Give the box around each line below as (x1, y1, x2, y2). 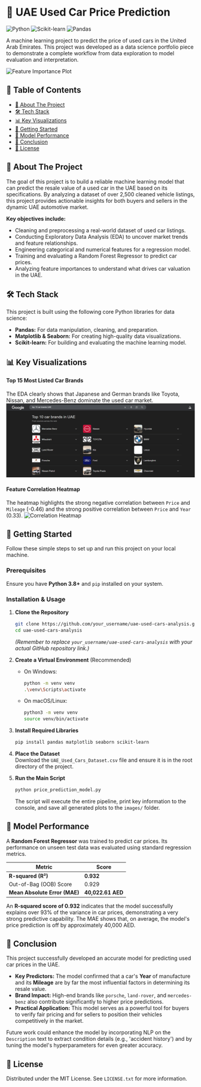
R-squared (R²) (8, 872, 48, 879)
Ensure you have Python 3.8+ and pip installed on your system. (6, 580, 163, 587)
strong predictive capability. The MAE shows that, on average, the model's (6, 915, 190, 922)
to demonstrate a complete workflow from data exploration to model (6, 49, 175, 56)
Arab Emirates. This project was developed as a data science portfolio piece (6, 43, 194, 50)
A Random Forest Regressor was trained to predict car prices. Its (6, 837, 167, 845)
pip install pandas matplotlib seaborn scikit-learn (14, 739, 150, 745)
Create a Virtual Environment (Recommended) (14, 656, 132, 663)
